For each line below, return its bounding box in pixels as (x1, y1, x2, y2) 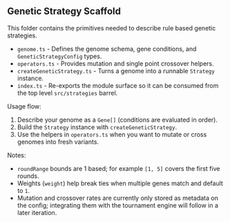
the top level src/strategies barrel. (17, 89, 118, 97)
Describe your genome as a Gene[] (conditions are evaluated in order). (17, 115, 218, 124)
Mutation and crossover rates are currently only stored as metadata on (17, 194, 219, 202)
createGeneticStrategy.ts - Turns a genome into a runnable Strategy (17, 66, 215, 75)
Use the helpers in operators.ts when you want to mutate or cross (17, 130, 207, 138)
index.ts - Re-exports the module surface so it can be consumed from (17, 81, 219, 89)
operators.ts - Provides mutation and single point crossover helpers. (17, 59, 214, 68)
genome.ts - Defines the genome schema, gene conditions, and (17, 44, 197, 53)
